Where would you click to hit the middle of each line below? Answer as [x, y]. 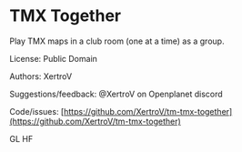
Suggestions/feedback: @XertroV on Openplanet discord [116, 94]
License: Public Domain [54, 58]
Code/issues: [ [37, 111]
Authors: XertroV [41, 76]
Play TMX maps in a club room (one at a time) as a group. [117, 41]
